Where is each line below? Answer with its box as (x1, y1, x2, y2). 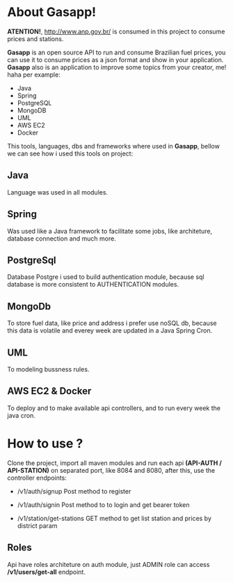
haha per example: (7, 70, 61, 79)
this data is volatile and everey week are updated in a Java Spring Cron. (7, 326, 213, 335)
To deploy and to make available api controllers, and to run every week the (7, 404, 221, 412)
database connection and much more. (7, 234, 116, 243)
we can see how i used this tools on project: (7, 149, 134, 158)
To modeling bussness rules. (7, 365, 90, 373)
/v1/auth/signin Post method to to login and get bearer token (17, 500, 190, 509)
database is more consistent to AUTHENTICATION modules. (7, 280, 179, 289)
